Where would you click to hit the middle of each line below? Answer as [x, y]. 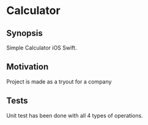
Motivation [28, 67]
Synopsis [24, 33]
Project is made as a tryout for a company [59, 81]
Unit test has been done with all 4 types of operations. [75, 115]
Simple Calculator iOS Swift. [42, 48]
